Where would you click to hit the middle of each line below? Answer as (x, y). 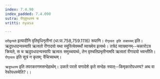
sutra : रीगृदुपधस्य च (22, 18)
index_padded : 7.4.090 (28, 14)
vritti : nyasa (19, 23)
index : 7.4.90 (19, 9)
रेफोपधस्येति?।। (18, 72)
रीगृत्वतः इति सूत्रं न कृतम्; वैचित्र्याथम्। (33, 57)
